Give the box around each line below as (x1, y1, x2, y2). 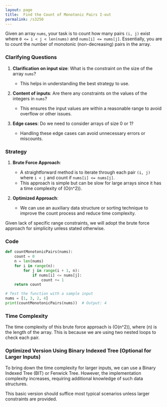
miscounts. (20, 135, 43, 142)
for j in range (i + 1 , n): (23, 268, 80, 273)
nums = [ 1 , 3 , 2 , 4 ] (5, 296, 49, 301)
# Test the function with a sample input (5, 291, 94, 296)
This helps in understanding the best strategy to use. (20, 80, 130, 86)
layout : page (5, 7, 33, 13)
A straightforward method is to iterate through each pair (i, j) (20, 169, 151, 175)
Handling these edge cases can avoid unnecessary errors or (20, 130, 146, 136)
